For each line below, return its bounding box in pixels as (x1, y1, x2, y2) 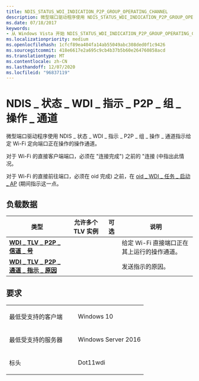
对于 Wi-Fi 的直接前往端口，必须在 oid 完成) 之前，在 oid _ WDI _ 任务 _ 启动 (6, 173, 191, 180)
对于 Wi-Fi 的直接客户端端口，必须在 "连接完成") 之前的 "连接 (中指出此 (6, 153, 179, 160)
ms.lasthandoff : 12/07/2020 (6, 64, 76, 70)
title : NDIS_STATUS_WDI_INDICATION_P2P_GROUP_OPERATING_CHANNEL (6, 8, 168, 15)
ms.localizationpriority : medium (6, 36, 89, 42)
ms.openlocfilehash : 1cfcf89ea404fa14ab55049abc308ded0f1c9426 (6, 42, 166, 48)
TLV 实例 (73, 227, 99, 235)
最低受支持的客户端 (9, 313, 63, 321)
